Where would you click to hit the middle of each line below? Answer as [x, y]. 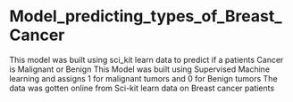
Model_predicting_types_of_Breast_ [146, 16]
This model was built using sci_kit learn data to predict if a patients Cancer [146, 59]
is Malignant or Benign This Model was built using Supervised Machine [140, 69]
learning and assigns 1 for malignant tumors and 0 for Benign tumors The [144, 78]
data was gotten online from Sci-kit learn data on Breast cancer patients [142, 88]
